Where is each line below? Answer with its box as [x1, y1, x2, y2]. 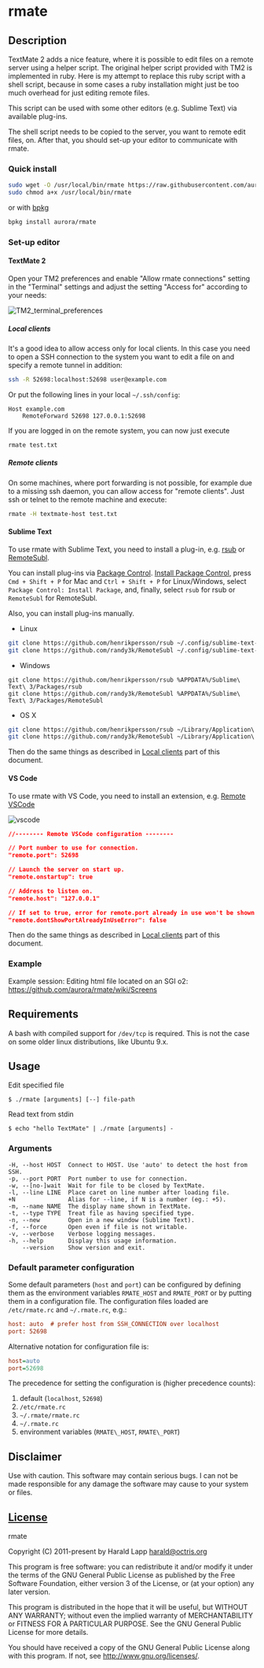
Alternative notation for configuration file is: [8, 1342, 149, 1351]
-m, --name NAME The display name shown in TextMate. [8, 1202, 192, 1210]
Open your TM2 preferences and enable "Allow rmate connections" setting [8, 274, 251, 284]
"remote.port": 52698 [8, 852, 79, 860]
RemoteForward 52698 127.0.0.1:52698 [22, 412, 146, 420]
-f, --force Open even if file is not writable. [8, 1223, 189, 1231]
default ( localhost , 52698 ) [19, 1394, 104, 1403]
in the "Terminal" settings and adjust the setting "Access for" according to [8, 282, 247, 292]
